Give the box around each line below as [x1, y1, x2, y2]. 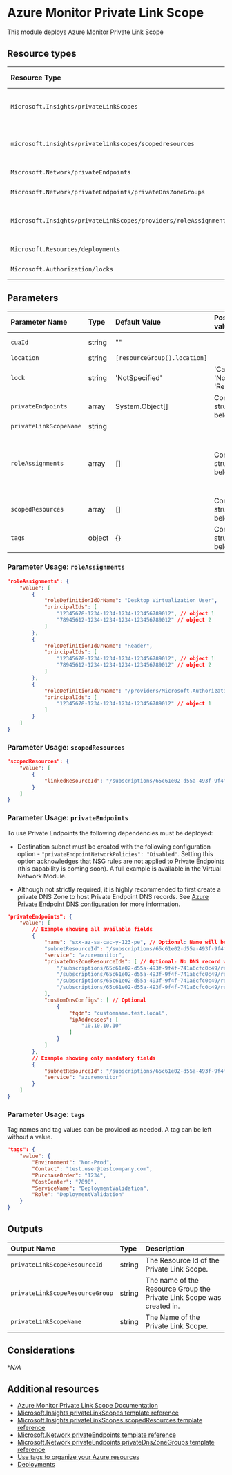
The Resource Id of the [145, 1255, 220, 1265]
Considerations [7, 1345, 75, 1357]
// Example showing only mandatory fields [32, 1054, 156, 1062]
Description [145, 1244, 185, 1254]
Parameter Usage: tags [7, 1110, 86, 1119]
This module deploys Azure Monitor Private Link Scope [7, 28, 164, 36]
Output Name [10, 1244, 56, 1254]
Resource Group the [145, 1284, 211, 1294]
